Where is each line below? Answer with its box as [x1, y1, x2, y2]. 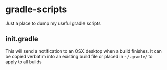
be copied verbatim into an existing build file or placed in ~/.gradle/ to [5, 53, 153, 59]
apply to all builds [5, 59, 42, 65]
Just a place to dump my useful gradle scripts [5, 20, 101, 26]
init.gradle [5, 35, 39, 43]
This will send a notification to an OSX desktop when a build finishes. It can [5, 48, 162, 54]
